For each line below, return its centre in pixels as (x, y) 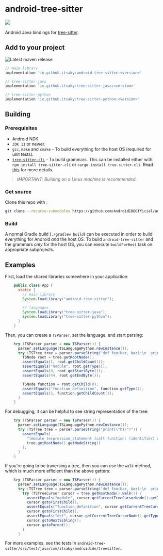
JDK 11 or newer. (29, 144)
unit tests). (23, 154)
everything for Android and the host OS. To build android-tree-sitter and (79, 239)
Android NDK (25, 139)
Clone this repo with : (26, 202)
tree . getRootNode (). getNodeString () (64, 443)
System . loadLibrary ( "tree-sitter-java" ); (65, 312)
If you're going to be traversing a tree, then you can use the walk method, (78, 466)
